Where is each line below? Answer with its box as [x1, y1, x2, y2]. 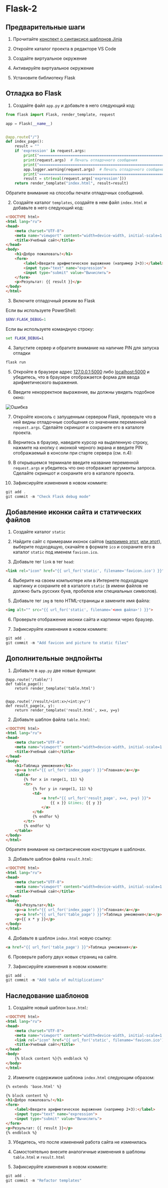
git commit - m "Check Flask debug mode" [5, 494, 91, 499]
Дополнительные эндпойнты [5, 654, 103, 663]
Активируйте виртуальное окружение [12, 65, 94, 71]
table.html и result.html [12, 1154, 65, 1160]
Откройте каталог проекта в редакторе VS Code [12, 46, 116, 51]
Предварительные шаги [5, 23, 85, 31]
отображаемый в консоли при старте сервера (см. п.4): [12, 450, 133, 456]
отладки [12, 350, 30, 356]
